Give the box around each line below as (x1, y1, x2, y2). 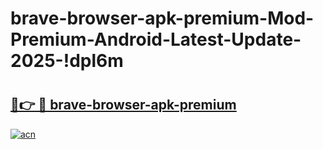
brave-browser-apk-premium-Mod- (10, 7, 315, 30)
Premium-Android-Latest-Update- (10, 28, 302, 51)
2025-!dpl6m (10, 50, 124, 72)
